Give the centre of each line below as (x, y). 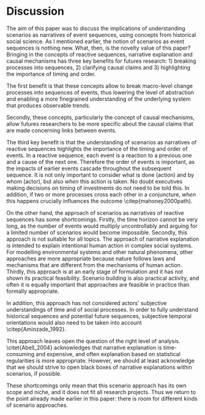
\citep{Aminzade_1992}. (36, 329)
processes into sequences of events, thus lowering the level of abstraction (100, 92)
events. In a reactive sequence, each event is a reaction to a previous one (99, 155)
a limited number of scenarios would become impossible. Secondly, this (97, 232)
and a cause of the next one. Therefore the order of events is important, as (100, 161)
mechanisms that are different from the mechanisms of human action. (94, 265)
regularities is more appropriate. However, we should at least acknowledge (100, 360)
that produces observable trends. (48, 105)
